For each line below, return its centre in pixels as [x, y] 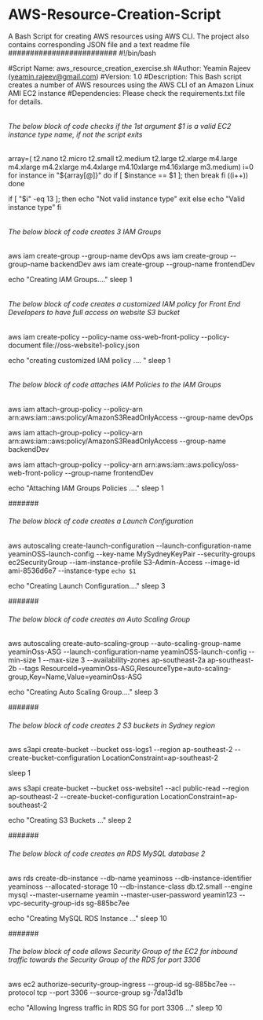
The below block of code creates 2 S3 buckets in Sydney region [112, 725]
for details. [26, 101]
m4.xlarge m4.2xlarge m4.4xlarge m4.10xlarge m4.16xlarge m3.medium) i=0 [131, 167]
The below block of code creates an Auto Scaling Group [99, 619]
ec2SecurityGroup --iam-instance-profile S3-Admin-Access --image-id [124, 563]
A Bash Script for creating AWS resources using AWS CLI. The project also [129, 36]
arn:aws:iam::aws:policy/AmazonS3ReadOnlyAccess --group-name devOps [131, 417]
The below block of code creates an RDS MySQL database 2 [107, 853]
